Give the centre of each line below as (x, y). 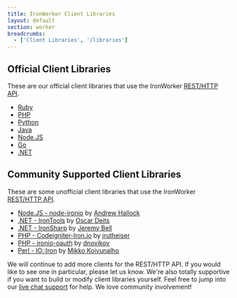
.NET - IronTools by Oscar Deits (64, 220)
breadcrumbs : (27, 34)
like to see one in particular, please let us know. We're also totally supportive (118, 271)
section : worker (31, 27)
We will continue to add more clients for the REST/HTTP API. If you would (114, 264)
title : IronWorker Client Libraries (61, 14)
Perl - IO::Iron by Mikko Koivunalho (68, 250)
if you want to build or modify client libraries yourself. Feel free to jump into (117, 279)
